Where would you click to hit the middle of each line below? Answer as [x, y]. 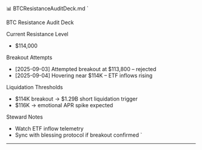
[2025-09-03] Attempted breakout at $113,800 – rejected [85, 69]
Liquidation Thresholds [35, 87]
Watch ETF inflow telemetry [49, 129]
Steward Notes [25, 117]
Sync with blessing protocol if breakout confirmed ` [78, 135]
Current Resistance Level [37, 34]
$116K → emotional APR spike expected [64, 105]
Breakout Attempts [29, 57]
